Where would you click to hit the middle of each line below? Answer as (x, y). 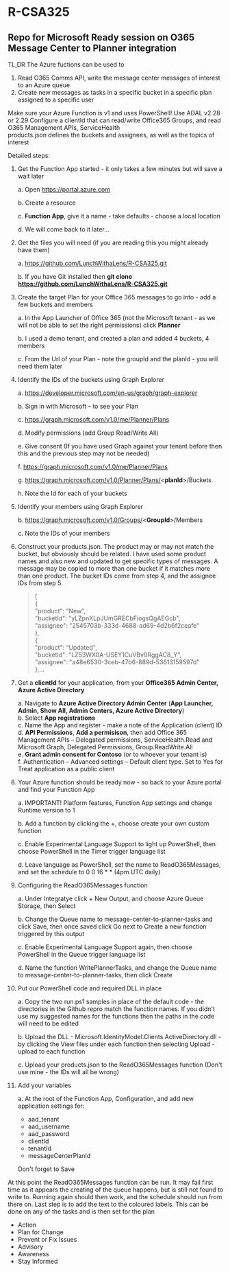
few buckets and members (55, 304)
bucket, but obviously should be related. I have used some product (112, 554)
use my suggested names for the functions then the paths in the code (116, 1016)
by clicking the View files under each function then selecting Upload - (116, 1044)
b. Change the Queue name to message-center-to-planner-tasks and (115, 919)
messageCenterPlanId (59, 1156)
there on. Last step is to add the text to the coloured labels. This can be (108, 1204)
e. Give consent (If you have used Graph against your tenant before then (120, 446)
